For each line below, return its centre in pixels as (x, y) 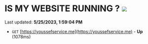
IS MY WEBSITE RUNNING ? (62, 9)
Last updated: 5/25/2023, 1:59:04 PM (44, 22)
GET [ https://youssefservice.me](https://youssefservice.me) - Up (77, 31)
